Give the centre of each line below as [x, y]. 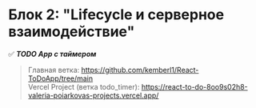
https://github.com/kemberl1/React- [140, 70]
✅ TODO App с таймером [52, 54]
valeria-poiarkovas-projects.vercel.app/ [93, 95]
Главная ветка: [54, 70]
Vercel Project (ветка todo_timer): [84, 86]
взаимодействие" [72, 32]
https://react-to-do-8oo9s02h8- [194, 86]
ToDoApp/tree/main [60, 78]
